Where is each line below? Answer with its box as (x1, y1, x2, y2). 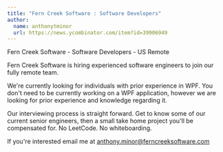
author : (7, 16, 30, 23)
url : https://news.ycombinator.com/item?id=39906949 (13, 29, 168, 36)
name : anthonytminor (13, 23, 72, 29)
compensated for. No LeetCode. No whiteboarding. (7, 124, 153, 132)
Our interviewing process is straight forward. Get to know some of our (7, 110, 206, 118)
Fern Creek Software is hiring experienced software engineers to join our (7, 61, 214, 69)
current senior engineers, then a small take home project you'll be (7, 117, 194, 125)
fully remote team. (7, 68, 59, 77)
